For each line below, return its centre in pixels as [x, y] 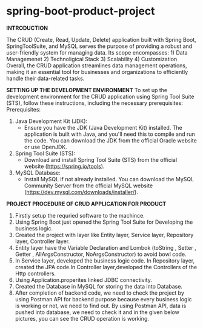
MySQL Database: [38, 172]
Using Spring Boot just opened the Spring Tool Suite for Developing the [104, 222]
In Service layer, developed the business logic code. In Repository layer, [105, 260]
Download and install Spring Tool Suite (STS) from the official [101, 159]
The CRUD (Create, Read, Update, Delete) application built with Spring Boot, [101, 39]
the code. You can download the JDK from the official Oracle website [110, 140]
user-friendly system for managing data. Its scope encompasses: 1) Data [97, 52]
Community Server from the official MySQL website [88, 186]
